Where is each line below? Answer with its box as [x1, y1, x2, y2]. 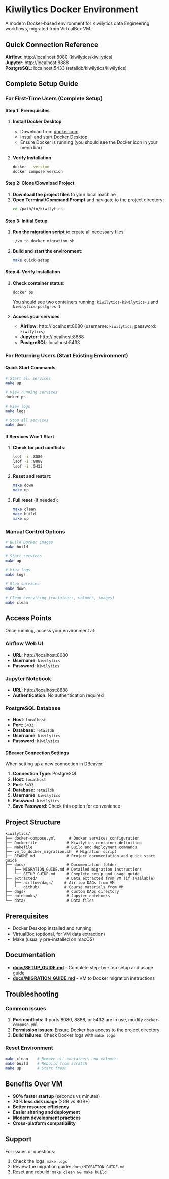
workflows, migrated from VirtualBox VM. [5, 25, 92, 32]
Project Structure [5, 818, 61, 826]
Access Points [5, 614, 52, 623]
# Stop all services [5, 418, 49, 423]
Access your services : [12, 314, 61, 320]
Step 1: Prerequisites [5, 107, 50, 113]
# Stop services [5, 581, 40, 586]
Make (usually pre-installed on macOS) [12, 936, 95, 942]
